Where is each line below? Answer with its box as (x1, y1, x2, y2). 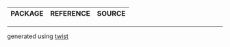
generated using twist (7, 32, 68, 40)
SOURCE (97, 9, 126, 18)
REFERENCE (50, 9, 90, 18)
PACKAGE (10, 9, 44, 18)
